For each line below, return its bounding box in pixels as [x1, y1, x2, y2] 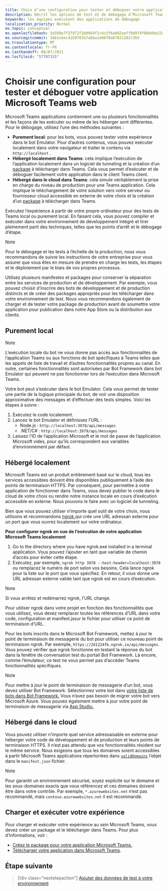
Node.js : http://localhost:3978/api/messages [19, 423, 116, 429]
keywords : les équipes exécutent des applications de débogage [5, 17, 140, 22]
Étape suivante [5, 861, 53, 870]
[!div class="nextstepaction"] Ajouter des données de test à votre [17, 875, 153, 881]
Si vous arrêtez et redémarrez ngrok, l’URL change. [5, 595, 111, 601]
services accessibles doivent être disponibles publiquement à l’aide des [5, 477, 153, 483]
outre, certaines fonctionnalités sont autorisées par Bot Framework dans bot [5, 365, 162, 372]
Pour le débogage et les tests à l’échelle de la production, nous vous [5, 249, 146, 255]
